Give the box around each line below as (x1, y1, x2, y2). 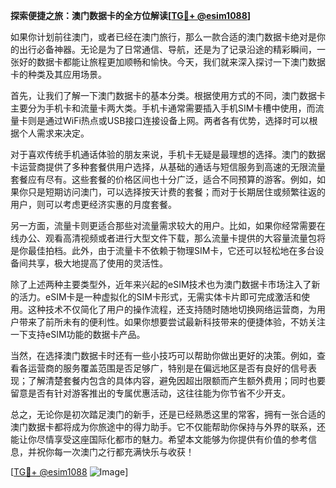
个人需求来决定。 (18, 127, 90, 139)
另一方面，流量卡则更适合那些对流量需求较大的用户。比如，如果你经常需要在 (10, 220, 326, 231)
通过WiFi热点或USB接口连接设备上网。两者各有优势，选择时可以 (44, 115, 310, 126)
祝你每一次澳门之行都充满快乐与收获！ (36, 446, 195, 458)
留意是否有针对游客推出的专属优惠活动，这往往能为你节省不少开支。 (10, 387, 291, 399)
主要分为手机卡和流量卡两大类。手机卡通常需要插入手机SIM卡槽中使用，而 (10, 102, 316, 114)
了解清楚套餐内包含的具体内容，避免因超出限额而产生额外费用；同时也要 (27, 375, 326, 386)
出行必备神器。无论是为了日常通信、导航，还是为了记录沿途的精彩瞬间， (18, 44, 317, 55)
